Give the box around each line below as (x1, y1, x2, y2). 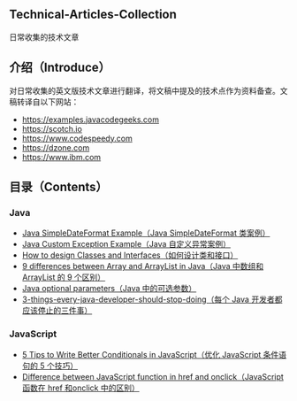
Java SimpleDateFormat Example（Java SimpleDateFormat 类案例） (21, 227, 270, 238)
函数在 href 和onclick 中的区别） (21, 382, 140, 393)
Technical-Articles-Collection (9, 7, 177, 22)
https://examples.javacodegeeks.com (21, 114, 159, 125)
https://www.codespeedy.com (21, 133, 133, 143)
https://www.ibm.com (21, 151, 102, 162)
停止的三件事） (37, 305, 93, 316)
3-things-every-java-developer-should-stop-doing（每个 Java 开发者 (21, 294, 276, 305)
